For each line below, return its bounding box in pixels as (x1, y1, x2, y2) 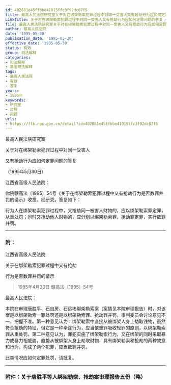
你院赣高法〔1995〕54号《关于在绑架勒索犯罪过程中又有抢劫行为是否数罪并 (5, 190, 164, 196)
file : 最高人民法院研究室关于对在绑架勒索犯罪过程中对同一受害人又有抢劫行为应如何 (5, 21, 159, 27)
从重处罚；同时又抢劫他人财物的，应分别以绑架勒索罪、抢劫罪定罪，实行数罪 (5, 214, 166, 220)
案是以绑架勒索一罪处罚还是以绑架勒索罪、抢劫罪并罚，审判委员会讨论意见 (5, 312, 161, 318)
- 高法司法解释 (5, 64, 33, 69)
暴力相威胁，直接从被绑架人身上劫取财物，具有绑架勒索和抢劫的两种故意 (14, 337, 166, 343)
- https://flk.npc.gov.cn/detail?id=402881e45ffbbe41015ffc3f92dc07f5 (5, 121, 158, 126)
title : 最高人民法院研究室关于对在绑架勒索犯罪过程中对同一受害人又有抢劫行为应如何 (5, 12, 162, 17)
